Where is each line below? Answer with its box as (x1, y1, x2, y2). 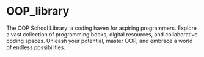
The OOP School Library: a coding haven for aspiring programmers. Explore (6, 24, 197, 32)
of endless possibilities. (6, 44, 66, 51)
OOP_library (6, 4, 70, 18)
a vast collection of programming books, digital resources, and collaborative (6, 30, 198, 38)
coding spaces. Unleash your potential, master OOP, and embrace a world (6, 37, 193, 44)
